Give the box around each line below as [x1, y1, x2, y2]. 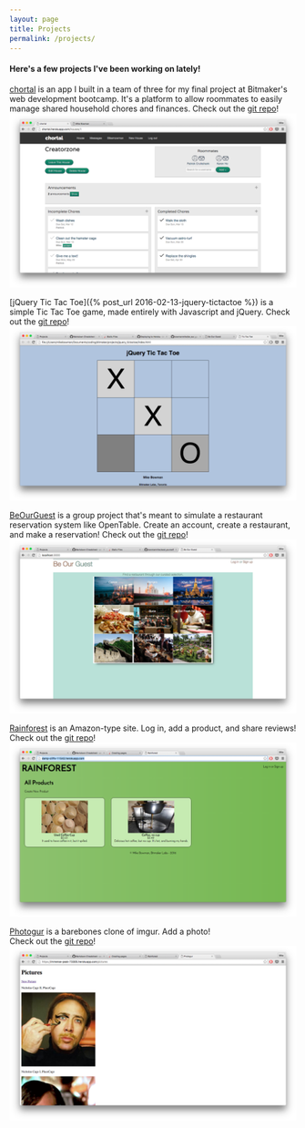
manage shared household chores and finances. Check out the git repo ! [9, 103, 280, 114]
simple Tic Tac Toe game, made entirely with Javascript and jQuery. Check [9, 306, 290, 317]
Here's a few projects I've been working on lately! [9, 63, 201, 74]
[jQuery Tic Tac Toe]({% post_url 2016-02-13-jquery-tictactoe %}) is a [9, 296, 274, 307]
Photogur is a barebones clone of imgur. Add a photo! [9, 926, 211, 938]
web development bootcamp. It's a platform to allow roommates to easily [9, 93, 283, 104]
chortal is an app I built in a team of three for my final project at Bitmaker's [9, 83, 289, 95]
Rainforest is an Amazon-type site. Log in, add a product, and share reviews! [9, 723, 297, 733]
